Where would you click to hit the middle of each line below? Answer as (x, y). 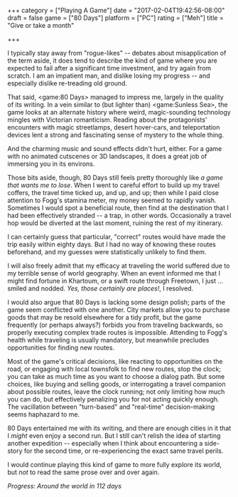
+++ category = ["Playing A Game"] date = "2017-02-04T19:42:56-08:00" (116, 10)
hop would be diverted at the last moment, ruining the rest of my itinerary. (115, 223)
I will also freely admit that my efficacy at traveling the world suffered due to (119, 266)
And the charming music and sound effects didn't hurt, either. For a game (115, 148)
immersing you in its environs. (51, 164)
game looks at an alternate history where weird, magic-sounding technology (119, 112)
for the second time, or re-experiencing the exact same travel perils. (124, 451)
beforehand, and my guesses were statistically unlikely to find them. (107, 252)
